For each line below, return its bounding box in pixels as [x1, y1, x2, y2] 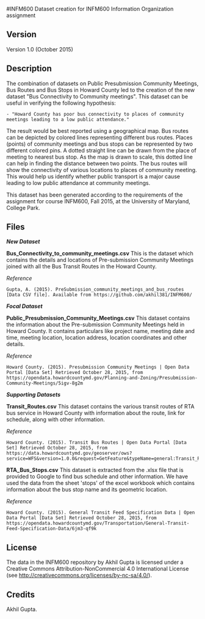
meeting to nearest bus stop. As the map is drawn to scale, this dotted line [6, 153, 193, 160]
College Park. [6, 204, 41, 211]
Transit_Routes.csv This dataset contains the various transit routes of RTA [6, 403, 195, 410]
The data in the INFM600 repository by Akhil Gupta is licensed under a [6, 558, 184, 566]
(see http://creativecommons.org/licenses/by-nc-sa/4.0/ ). [6, 572, 153, 579]
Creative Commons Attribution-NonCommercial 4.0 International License [6, 565, 189, 572]
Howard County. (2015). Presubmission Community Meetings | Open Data [6, 364, 190, 370]
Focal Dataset [6, 302, 43, 310]
